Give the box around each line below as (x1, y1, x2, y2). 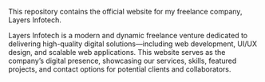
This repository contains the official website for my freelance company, (8, 7, 243, 16)
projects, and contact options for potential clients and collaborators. (8, 64, 231, 74)
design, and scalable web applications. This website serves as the (8, 48, 226, 57)
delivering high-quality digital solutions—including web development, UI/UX (8, 39, 258, 49)
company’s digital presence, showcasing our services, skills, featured (8, 56, 237, 65)
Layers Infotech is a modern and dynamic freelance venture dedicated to (8, 31, 248, 40)
